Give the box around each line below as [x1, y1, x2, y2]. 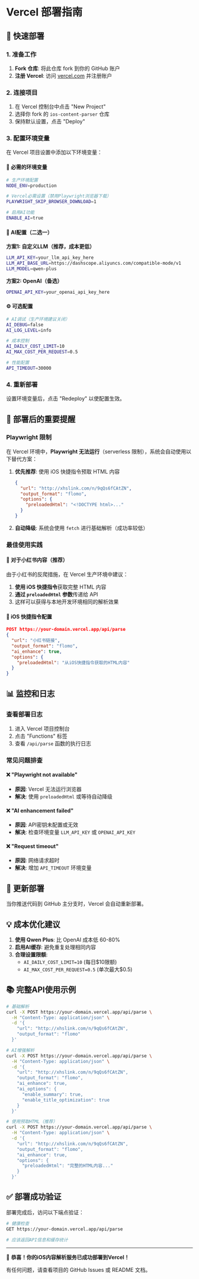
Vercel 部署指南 [6, 5, 83, 19]
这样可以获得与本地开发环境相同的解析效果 [14, 598, 119, 605]
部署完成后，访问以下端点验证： [6, 1208, 84, 1215]
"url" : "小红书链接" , [11, 637, 60, 644]
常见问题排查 [6, 756, 43, 764]
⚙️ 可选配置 [6, 303, 33, 310]
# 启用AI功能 [6, 210, 35, 215]
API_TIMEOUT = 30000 [6, 365, 52, 371]
